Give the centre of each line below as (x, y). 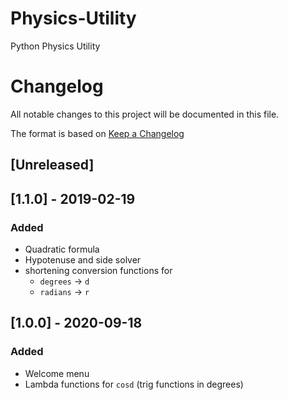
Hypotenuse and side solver (83, 259)
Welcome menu (57, 373)
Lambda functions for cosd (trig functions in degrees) (134, 384)
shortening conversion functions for (98, 270)
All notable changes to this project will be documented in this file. (145, 114)
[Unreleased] (52, 165)
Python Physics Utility (55, 46)
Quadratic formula (62, 249)
